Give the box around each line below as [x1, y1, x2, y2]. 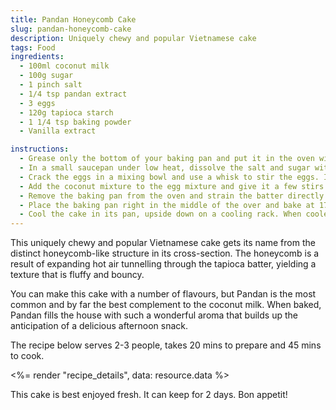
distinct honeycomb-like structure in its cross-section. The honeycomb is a [10, 247, 320, 260]
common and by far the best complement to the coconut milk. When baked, [10, 299, 322, 311]
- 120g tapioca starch [19, 107, 114, 118]
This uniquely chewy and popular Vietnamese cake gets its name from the [10, 237, 316, 249]
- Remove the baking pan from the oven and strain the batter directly [19, 191, 325, 201]
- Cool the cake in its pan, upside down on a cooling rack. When [19, 209, 302, 220]
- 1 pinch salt [19, 80, 83, 90]
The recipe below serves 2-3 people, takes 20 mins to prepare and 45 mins [10, 339, 322, 351]
